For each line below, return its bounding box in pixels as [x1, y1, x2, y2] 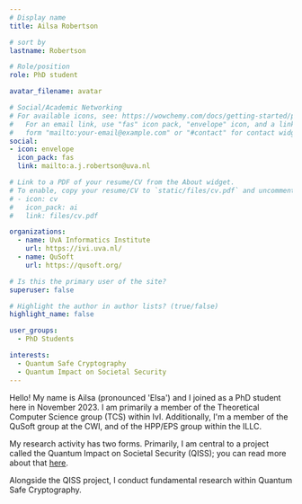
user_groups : [9, 326, 58, 335]
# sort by [9, 38, 47, 47]
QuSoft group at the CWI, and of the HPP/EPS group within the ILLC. [9, 420, 262, 431]
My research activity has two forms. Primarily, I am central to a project [9, 438, 270, 449]
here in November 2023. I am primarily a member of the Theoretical [9, 402, 260, 412]
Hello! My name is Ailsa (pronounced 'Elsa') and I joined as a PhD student [9, 392, 281, 402]
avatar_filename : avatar [9, 87, 102, 96]
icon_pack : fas [17, 154, 75, 163]
